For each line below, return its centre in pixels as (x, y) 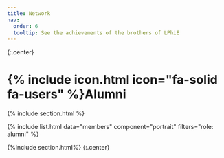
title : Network (29, 13)
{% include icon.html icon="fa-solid (112, 80)
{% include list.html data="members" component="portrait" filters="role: (110, 127)
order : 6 (26, 26)
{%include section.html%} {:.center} (58, 148)
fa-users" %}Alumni (67, 94)
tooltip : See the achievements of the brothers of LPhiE (97, 33)
